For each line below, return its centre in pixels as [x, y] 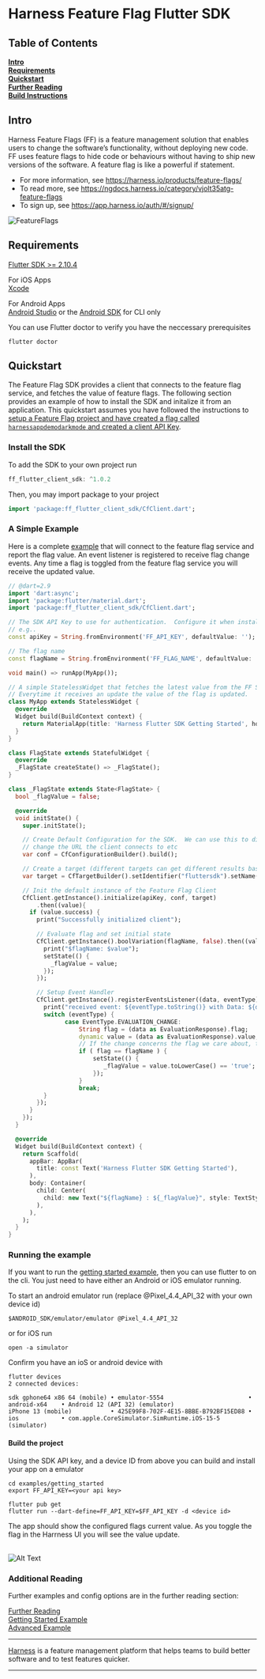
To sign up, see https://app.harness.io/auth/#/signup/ [106, 205]
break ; [90, 1088]
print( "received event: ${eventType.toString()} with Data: [144, 1008]
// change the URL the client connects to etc [100, 847]
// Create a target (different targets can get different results [134, 869]
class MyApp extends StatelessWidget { [74, 702]
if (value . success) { [65, 913]
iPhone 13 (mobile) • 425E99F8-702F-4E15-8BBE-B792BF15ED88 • [130, 1412]
